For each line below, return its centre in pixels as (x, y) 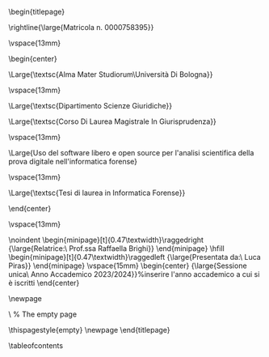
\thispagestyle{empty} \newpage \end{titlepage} (90, 330)
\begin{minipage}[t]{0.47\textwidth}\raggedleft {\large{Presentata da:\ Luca (134, 257)
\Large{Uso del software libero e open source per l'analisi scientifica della (131, 153)
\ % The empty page (43, 314)
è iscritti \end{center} (44, 283)
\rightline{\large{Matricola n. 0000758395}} (81, 27)
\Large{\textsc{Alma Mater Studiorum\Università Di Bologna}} (111, 74)
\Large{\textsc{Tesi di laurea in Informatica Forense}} (97, 193)
